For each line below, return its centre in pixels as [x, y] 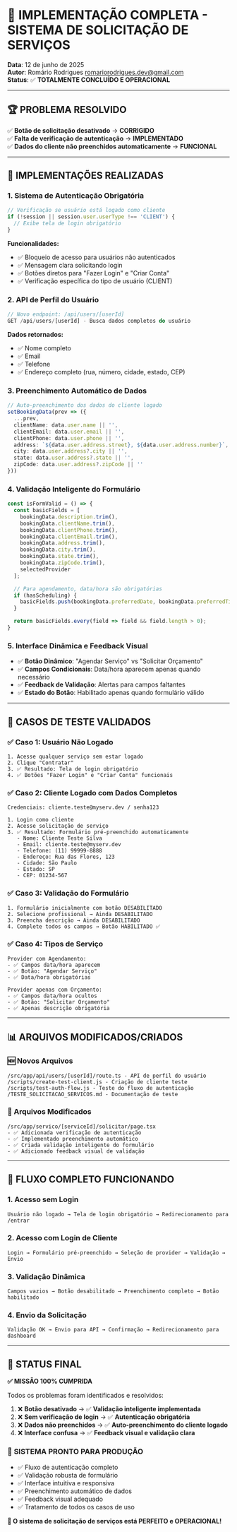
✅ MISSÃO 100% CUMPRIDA [50, 1382]
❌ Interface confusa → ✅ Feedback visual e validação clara [106, 1433]
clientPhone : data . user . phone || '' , [69, 438]
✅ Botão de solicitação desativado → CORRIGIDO [81, 130]
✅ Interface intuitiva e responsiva [66, 1483]
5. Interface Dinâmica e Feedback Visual [78, 646]
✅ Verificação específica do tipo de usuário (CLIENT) [95, 281]
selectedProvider [45, 569]
